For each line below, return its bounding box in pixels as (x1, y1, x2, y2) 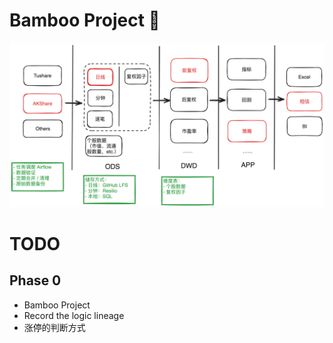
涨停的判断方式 (23, 321, 86, 333)
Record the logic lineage (23, 309, 125, 321)
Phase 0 (9, 272, 62, 289)
